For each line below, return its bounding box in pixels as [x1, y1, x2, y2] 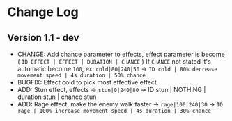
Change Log [7, 4, 79, 20]
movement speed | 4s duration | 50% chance [17, 72, 146, 79]
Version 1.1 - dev [7, 32, 79, 44]
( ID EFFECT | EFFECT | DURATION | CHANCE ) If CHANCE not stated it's [17, 57, 211, 66]
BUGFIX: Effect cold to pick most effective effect [17, 78, 157, 86]
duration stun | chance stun [17, 93, 97, 101]
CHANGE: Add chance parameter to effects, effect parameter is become [17, 50, 225, 58]
